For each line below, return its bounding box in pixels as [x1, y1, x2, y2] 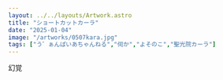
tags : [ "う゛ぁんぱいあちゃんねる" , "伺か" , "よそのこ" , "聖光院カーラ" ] [8, 41, 217, 49]
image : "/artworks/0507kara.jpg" [8, 33, 118, 42]
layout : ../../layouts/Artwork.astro [8, 11, 132, 20]
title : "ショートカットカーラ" [8, 19, 99, 27]
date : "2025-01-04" [8, 26, 72, 34]
